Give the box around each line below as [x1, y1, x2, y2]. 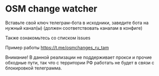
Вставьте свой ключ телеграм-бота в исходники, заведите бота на [5, 20, 149, 26]
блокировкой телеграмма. [5, 65, 62, 71]
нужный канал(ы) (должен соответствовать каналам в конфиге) [5, 25, 143, 31]
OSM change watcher [5, 3, 98, 15]
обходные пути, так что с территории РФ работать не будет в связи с [5, 59, 154, 65]
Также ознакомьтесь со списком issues [5, 35, 91, 41]
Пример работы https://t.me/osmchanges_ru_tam [5, 44, 109, 50]
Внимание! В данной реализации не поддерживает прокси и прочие [5, 54, 152, 60]
